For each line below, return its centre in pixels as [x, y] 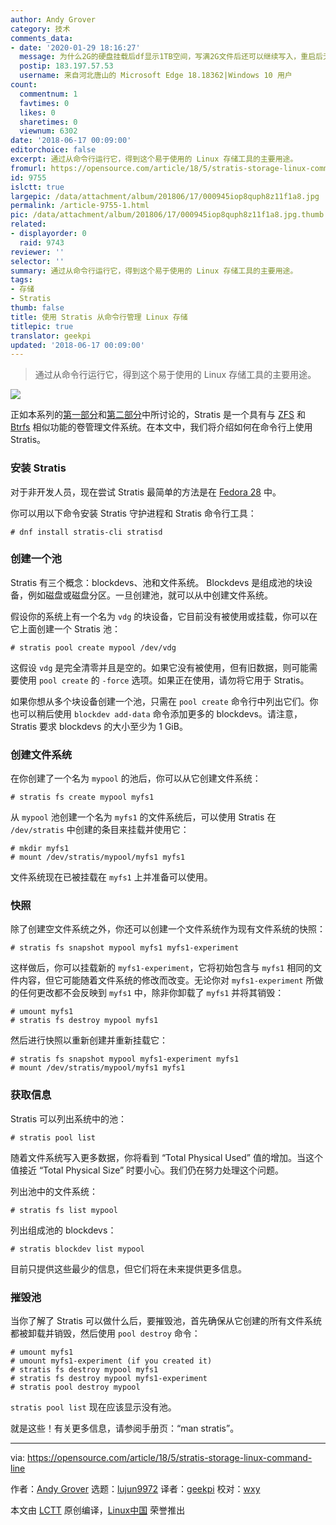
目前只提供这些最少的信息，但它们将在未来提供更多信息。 [128, 1268]
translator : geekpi [51, 336]
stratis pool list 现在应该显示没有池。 [93, 1407]
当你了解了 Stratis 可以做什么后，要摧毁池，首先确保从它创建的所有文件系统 [166, 1321]
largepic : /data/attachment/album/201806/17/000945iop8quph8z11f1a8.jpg [165, 196]
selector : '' [37, 261]
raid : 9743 [42, 242]
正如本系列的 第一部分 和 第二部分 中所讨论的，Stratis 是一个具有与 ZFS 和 [158, 415]
